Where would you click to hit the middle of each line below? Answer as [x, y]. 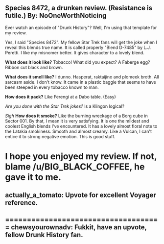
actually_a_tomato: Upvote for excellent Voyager [81, 195]
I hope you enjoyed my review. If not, [81, 156]
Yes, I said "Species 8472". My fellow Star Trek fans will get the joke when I [81, 42]
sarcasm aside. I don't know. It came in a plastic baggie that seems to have [81, 82]
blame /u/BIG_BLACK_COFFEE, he [75, 167]
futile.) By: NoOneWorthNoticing [56, 16]
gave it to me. [33, 177]
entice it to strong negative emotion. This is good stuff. [60, 136]
